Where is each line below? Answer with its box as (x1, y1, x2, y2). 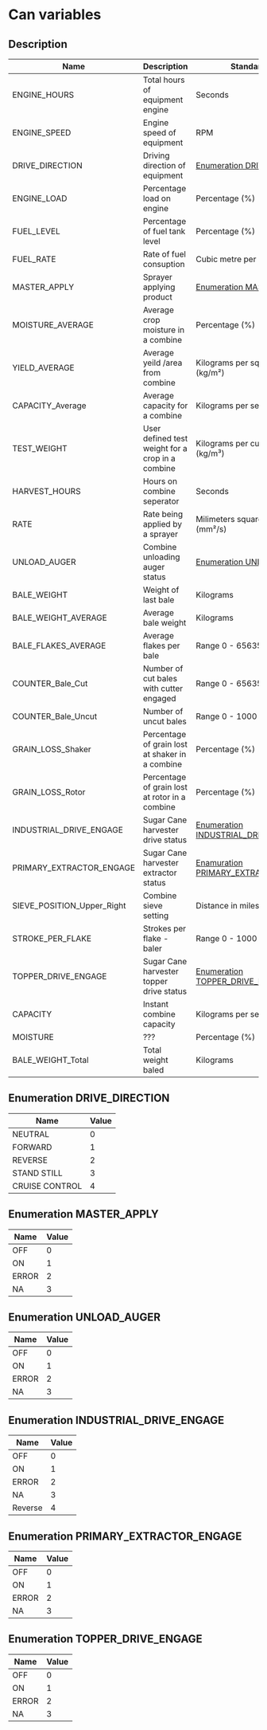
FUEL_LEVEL (12, 226, 61, 237)
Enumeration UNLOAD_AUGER (8, 1311, 161, 1324)
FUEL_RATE (12, 253, 56, 265)
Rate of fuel (142, 249, 187, 260)
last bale (142, 594, 175, 605)
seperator (142, 496, 180, 507)
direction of (142, 160, 187, 171)
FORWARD (12, 1141, 52, 1152)
